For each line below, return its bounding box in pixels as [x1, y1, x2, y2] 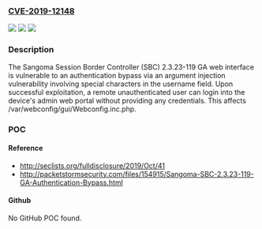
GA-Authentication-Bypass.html [19, 178, 124, 187]
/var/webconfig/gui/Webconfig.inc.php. [8, 104, 137, 114]
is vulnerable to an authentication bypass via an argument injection [8, 70, 226, 80]
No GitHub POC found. [8, 213, 82, 223]
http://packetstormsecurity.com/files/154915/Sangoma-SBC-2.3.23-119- [19, 169, 254, 178]
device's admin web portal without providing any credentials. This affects [8, 96, 247, 105]
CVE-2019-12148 [8, 6, 75, 17]
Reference [8, 144, 43, 153]
